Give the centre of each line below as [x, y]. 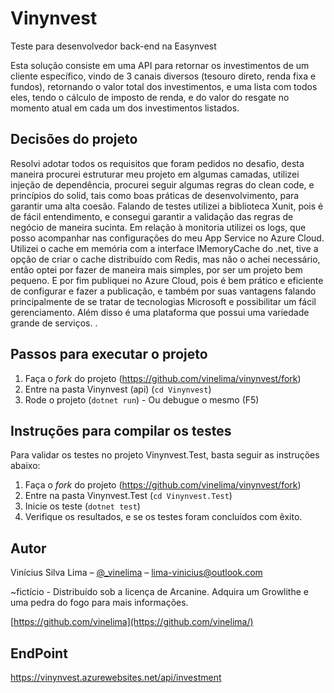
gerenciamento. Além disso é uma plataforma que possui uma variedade [160, 312]
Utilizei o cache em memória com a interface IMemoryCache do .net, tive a [164, 248]
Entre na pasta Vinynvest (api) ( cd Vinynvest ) [118, 389]
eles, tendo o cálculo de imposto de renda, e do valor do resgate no [150, 97]
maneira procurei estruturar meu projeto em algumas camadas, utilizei [155, 174]
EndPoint [39, 653]
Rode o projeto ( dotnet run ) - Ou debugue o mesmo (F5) [142, 399]
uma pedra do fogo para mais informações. [99, 603]
